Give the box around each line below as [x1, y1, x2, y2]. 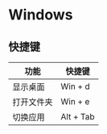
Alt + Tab [60, 111, 95, 122]
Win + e [60, 96, 90, 107]
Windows [8, 6, 73, 24]
